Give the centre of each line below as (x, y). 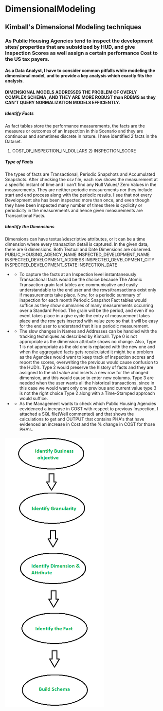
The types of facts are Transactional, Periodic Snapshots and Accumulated (80, 174)
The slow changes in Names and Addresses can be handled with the (88, 331)
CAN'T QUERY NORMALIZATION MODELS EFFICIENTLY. (63, 102)
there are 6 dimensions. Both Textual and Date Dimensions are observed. (78, 249)
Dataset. (13, 141)
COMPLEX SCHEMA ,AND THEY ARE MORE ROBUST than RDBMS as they (81, 97)
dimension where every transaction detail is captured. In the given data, (77, 244)
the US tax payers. (27, 59)
